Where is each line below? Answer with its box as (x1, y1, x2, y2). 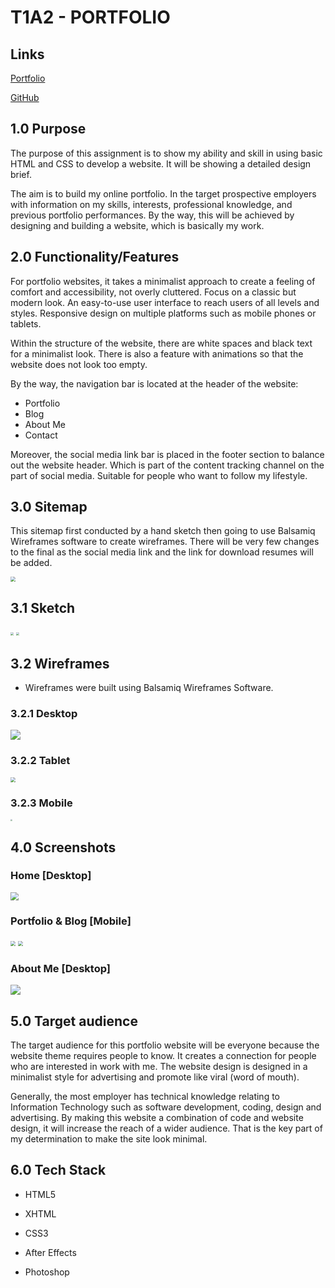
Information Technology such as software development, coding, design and (10, 1101, 322, 1113)
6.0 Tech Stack (10, 1162, 107, 1179)
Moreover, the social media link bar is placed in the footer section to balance (10, 448, 325, 460)
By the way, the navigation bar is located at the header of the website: (10, 377, 299, 390)
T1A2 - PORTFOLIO (10, 6, 171, 29)
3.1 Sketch (10, 599, 76, 616)
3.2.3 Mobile (10, 796, 73, 810)
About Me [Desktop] (10, 961, 111, 975)
